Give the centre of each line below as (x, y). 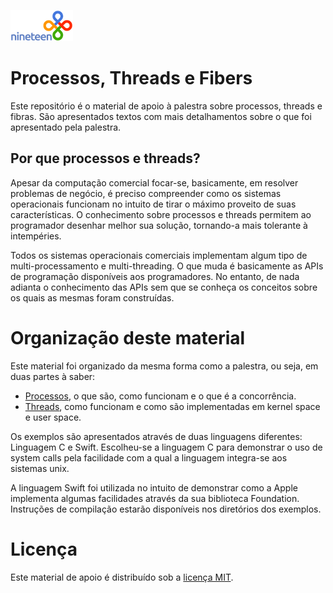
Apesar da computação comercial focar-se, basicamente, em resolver (154, 182)
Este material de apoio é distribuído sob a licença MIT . (122, 577)
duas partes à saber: (53, 376)
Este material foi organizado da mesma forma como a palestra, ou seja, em (164, 366)
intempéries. (36, 236)
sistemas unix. (40, 468)
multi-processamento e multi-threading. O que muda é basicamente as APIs (167, 266)
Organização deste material (128, 337)
